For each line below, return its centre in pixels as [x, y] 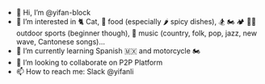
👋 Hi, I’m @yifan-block [53, 13]
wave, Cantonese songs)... [60, 42]
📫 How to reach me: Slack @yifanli [75, 71]
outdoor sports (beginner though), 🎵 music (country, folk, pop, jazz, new [136, 33]
